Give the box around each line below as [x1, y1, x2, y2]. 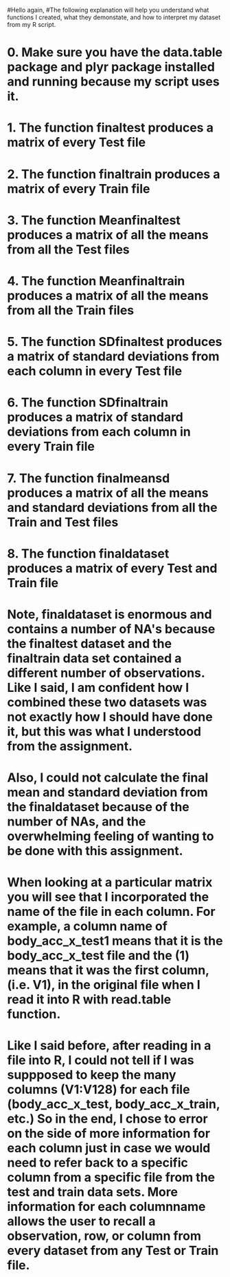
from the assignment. [7, 738, 133, 754]
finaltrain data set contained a [7, 651, 182, 666]
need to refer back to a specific [7, 1155, 189, 1171]
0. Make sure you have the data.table [7, 45, 223, 61]
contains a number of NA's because [7, 621, 216, 637]
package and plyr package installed [7, 59, 215, 75]
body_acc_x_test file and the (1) [7, 948, 190, 963]
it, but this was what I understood [7, 724, 202, 739]
